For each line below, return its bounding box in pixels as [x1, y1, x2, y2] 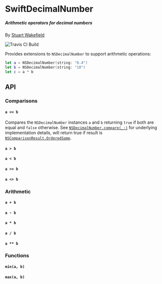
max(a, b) [5, 274, 25, 280]
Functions [5, 252, 29, 259]
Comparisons [5, 97, 38, 104]
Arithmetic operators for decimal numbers [5, 19, 93, 25]
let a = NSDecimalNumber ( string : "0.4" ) [5, 60, 88, 65]
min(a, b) [5, 265, 25, 269]
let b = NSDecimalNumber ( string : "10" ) [5, 65, 86, 70]
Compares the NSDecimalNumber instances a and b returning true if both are [5, 119, 154, 125]
